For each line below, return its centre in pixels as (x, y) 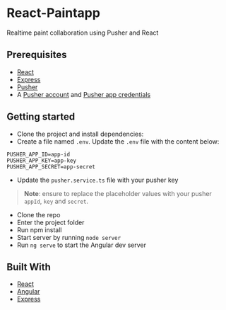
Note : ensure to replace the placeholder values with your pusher (118, 193)
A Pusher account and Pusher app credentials (84, 94)
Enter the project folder (50, 222)
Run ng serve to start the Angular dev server (81, 245)
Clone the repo (38, 214)
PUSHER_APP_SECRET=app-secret (51, 167)
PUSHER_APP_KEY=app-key (42, 161)
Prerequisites (37, 55)
